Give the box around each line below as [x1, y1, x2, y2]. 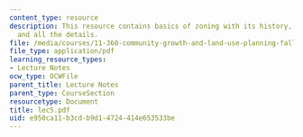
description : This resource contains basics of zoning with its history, [9, 22, 293, 31]
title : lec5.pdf [9, 105, 70, 114]
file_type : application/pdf [9, 47, 115, 56]
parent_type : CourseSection [9, 88, 115, 97]
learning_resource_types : [9, 55, 106, 64]
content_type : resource [9, 13, 99, 23]
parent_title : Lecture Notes [9, 80, 119, 89]
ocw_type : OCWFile [9, 72, 78, 81]
